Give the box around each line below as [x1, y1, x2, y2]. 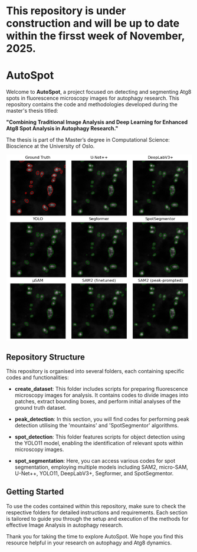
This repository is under [6, 4, 126, 18]
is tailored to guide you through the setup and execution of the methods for [6, 515, 189, 522]
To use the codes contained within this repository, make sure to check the [6, 502, 186, 509]
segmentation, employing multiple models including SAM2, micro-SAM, [14, 463, 189, 471]
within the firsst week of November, [6, 30, 185, 43]
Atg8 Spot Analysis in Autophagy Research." [6, 125, 119, 132]
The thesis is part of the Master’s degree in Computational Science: [6, 136, 170, 143]
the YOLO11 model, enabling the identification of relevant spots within [14, 439, 183, 446]
